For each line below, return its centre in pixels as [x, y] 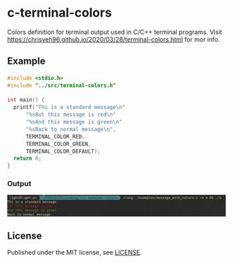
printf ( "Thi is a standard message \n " [70, 108]
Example [26, 61]
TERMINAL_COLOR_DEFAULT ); [63, 151]
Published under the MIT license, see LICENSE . [75, 253]
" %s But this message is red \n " [71, 115]
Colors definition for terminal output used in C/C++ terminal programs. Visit [115, 32]
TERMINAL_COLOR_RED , [55, 137]
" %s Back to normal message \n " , [71, 129]
